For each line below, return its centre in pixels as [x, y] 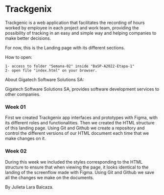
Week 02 [16, 151]
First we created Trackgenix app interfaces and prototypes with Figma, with [82, 118]
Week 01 [15, 107]
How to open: [19, 57]
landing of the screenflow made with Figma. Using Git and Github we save [80, 172]
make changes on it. [25, 139]
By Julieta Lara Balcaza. [29, 187]
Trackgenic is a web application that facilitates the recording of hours [75, 23]
